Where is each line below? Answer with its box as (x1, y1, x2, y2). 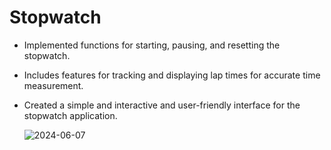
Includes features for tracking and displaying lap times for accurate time (23, 69, 321, 81)
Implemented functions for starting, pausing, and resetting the (23, 39, 281, 51)
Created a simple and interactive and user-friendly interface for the (23, 99, 301, 111)
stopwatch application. (23, 109, 118, 121)
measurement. (23, 79, 84, 91)
